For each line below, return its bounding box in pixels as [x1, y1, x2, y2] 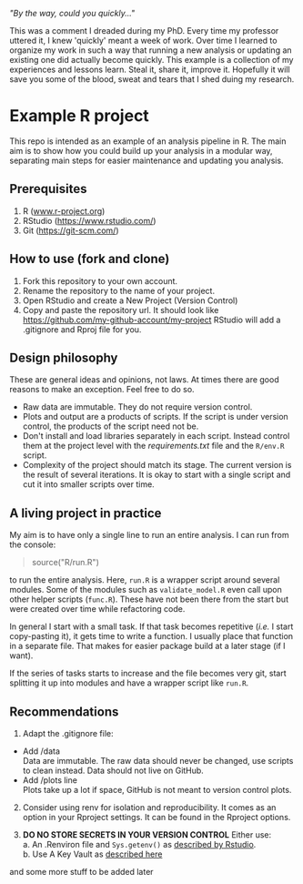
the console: [9, 539, 56, 550]
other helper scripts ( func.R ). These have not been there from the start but [9, 594, 289, 605]
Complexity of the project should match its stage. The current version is [22, 460, 292, 471]
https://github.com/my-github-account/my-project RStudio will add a [22, 314, 281, 325]
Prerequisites [9, 181, 87, 197]
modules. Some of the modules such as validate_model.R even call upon [9, 584, 282, 595]
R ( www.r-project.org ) [22, 205, 106, 217]
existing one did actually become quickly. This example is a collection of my [9, 55, 294, 65]
